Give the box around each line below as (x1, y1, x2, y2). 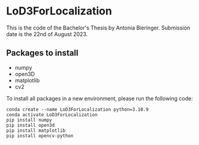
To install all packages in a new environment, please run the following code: (6, 94, 193, 102)
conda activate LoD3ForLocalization (6, 111, 98, 118)
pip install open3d (6, 122, 55, 128)
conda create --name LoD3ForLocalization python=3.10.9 (6, 106, 149, 113)
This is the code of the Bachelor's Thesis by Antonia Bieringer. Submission (6, 24, 191, 31)
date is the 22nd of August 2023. (6, 30, 88, 37)
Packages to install (6, 48, 79, 58)
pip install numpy (6, 117, 52, 123)
